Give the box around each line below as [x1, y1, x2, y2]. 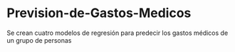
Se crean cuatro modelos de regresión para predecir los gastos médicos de [6, 28, 229, 37]
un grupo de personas [6, 36, 72, 44]
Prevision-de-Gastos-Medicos [6, 5, 192, 21]
